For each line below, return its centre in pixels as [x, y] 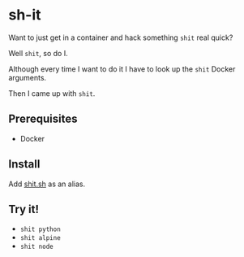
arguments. [28, 77]
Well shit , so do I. [38, 53]
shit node [37, 247]
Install [24, 164]
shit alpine [40, 238]
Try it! [24, 209]
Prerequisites [43, 119]
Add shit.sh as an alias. [47, 184]
